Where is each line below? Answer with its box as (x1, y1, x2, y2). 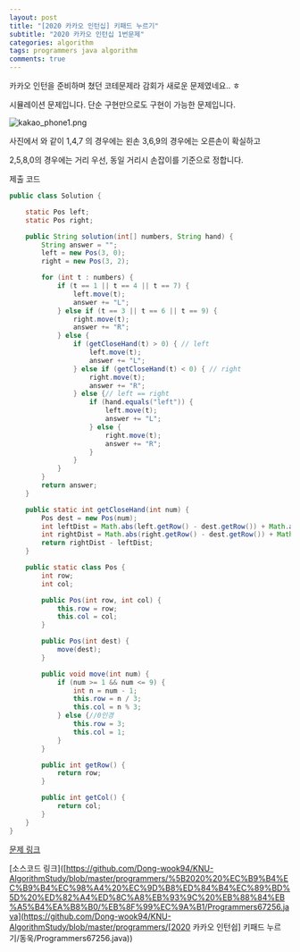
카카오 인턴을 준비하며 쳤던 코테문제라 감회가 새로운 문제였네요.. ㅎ (9, 80, 241, 90)
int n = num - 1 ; (72, 686, 138, 695)
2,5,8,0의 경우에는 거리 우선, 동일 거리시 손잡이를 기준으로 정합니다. (9, 155, 244, 165)
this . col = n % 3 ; (72, 703, 142, 712)
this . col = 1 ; (72, 728, 126, 737)
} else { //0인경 (56, 712, 114, 720)
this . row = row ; (56, 604, 118, 613)
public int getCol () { (41, 793, 126, 803)
